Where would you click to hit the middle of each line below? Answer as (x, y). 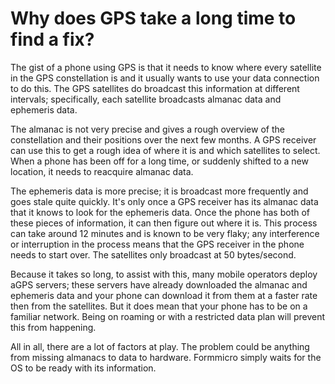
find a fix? (52, 39)
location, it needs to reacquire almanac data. (102, 171)
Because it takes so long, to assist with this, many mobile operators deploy (164, 274)
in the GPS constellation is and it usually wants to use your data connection (165, 78)
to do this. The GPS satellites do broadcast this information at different (155, 88)
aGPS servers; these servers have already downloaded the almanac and (159, 284)
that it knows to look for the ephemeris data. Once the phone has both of (160, 212)
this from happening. (53, 327)
